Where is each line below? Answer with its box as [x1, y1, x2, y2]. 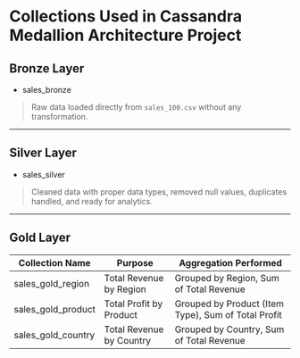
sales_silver [21, 169, 65, 179]
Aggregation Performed [178, 256, 283, 269]
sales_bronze [21, 85, 71, 95]
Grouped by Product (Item [174, 297, 284, 310]
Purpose [116, 256, 154, 269]
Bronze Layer [9, 61, 85, 76]
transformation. [30, 112, 88, 121]
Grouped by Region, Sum [174, 271, 279, 284]
